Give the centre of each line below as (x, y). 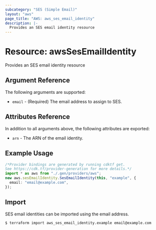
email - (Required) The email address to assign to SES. (67, 101)
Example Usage (29, 153)
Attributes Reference (38, 117)
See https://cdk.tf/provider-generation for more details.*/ (68, 169)
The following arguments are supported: (46, 92)
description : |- (21, 23)
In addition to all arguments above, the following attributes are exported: (78, 128)
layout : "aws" (19, 14)
